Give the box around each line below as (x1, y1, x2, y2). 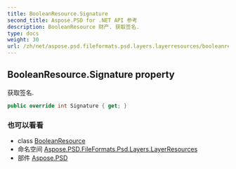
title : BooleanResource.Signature (7, 10, 109, 18)
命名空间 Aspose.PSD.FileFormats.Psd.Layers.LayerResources (17, 144, 198, 153)
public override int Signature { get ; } (7, 102, 128, 109)
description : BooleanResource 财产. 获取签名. (7, 23, 140, 30)
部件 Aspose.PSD (17, 154, 68, 162)
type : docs (7, 29, 39, 37)
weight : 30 (7, 36, 39, 43)
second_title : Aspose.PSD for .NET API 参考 (7, 17, 138, 24)
